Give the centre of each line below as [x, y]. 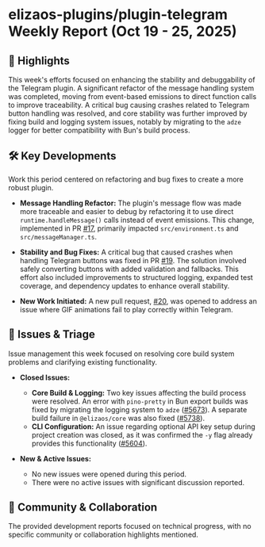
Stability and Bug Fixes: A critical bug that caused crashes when [126, 252]
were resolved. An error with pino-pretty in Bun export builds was [140, 401]
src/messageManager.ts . [58, 236]
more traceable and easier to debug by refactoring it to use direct [127, 211]
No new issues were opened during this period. [109, 474]
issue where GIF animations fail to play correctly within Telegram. [127, 309]
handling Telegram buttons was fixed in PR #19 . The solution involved [133, 260]
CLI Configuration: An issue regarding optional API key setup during [143, 427]
